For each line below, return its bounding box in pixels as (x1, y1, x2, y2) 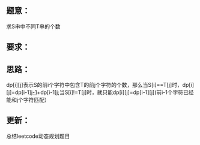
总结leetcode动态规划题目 (6, 132, 70, 140)
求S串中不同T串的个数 (6, 23, 61, 30)
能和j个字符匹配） (6, 96, 50, 104)
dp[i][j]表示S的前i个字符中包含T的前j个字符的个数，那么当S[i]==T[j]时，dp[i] (6, 81, 194, 89)
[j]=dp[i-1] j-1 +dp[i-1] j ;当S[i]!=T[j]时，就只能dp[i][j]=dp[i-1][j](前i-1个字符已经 (6, 89, 194, 96)
